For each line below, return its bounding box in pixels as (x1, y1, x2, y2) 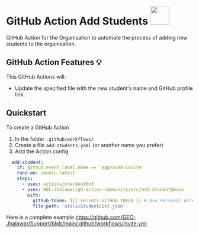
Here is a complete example (6, 213, 75, 221)
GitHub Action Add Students (6, 15, 149, 28)
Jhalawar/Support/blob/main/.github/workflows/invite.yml (6, 220, 147, 227)
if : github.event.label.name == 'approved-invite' (17, 164, 145, 171)
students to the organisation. (6, 40, 76, 47)
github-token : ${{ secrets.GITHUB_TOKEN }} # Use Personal (32, 198, 182, 203)
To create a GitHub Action (6, 124, 69, 131)
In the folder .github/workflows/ (14, 135, 94, 142)
